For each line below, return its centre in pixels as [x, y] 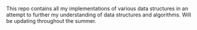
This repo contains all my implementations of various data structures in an [97, 9]
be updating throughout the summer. [51, 21]
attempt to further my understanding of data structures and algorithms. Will [99, 15]
